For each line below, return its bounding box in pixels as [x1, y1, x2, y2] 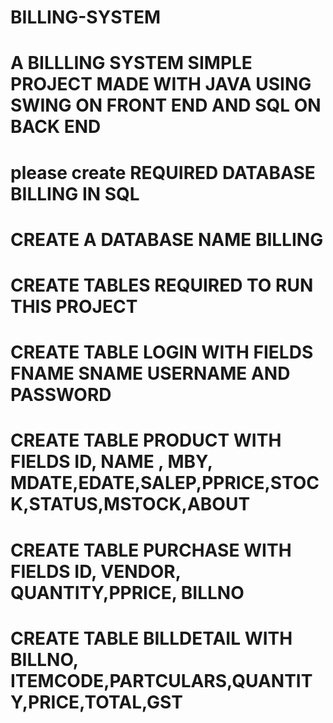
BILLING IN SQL [10, 182, 140, 205]
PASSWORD [10, 384, 112, 406]
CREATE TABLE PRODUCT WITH [10, 429, 282, 452]
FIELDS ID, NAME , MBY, [10, 451, 213, 473]
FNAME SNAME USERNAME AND [10, 362, 291, 385]
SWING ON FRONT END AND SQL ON [10, 94, 322, 117]
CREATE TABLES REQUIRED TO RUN [10, 274, 314, 296]
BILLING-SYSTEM [10, 6, 162, 29]
